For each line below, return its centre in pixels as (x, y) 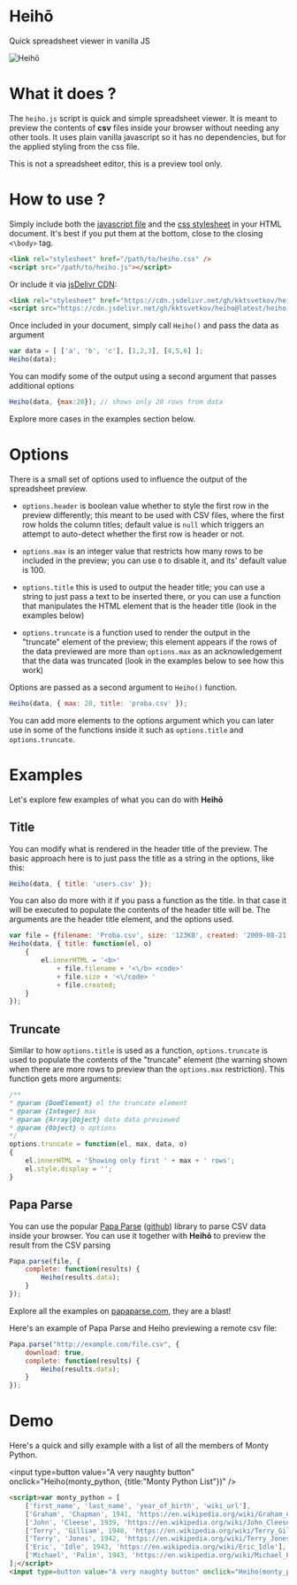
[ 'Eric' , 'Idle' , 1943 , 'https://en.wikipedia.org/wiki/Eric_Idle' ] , (156, 1547)
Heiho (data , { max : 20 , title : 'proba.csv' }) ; (99, 703)
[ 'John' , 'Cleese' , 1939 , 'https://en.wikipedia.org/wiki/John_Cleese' (160, 1522)
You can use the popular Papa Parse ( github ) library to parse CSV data (138, 1226)
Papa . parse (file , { (45, 1261)
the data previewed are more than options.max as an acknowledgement (152, 651)
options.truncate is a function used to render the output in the (136, 632)
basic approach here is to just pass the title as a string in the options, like (142, 858)
